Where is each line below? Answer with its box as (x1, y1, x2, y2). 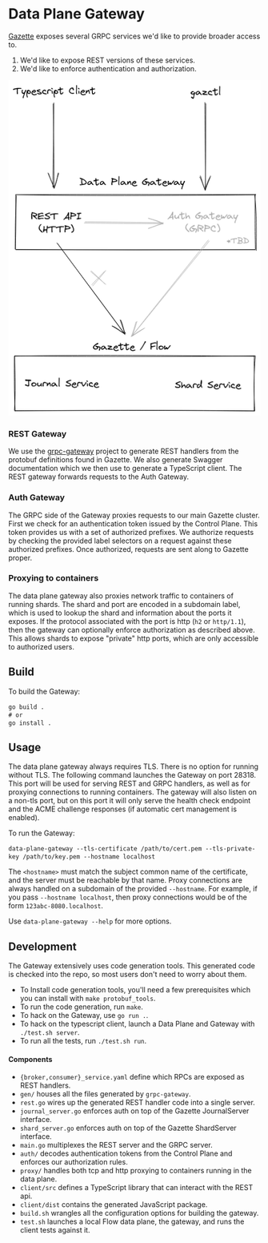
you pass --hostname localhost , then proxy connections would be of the (8, 892, 248, 902)
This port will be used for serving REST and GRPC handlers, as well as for (8, 778, 250, 789)
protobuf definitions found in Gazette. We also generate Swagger (8, 455, 223, 465)
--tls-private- (205, 845, 256, 853)
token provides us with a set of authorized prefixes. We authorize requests (8, 527, 254, 537)
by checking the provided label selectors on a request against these (8, 536, 232, 545)
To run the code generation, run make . (19, 1002, 144, 1012)
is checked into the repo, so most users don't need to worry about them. (8, 970, 247, 980)
